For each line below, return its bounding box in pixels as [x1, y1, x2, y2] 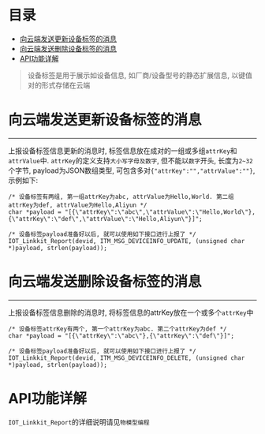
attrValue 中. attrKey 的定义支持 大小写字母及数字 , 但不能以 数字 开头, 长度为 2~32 [8, 155, 254, 165]
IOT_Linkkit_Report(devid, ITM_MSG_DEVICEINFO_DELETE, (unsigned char [8, 354, 245, 362]
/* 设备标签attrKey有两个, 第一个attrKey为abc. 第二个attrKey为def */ [8, 324, 227, 333]
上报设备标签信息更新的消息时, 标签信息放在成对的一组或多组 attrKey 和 [8, 146, 238, 155]
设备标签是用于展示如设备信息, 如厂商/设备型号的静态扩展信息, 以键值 [27, 70, 252, 80]
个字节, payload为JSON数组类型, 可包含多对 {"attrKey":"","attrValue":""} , [8, 166, 256, 175]
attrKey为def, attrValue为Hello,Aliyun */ [8, 201, 147, 209]
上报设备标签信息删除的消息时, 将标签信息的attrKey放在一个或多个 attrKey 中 [8, 308, 254, 317]
